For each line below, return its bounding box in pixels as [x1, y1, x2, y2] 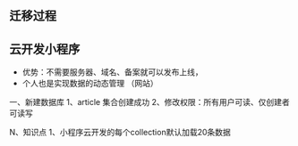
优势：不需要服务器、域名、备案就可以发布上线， [21, 67, 203, 77]
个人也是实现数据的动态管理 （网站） [21, 78, 158, 89]
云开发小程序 [9, 41, 81, 56]
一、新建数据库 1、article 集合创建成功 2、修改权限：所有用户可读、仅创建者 [9, 97, 290, 108]
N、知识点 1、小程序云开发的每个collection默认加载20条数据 [9, 127, 231, 138]
